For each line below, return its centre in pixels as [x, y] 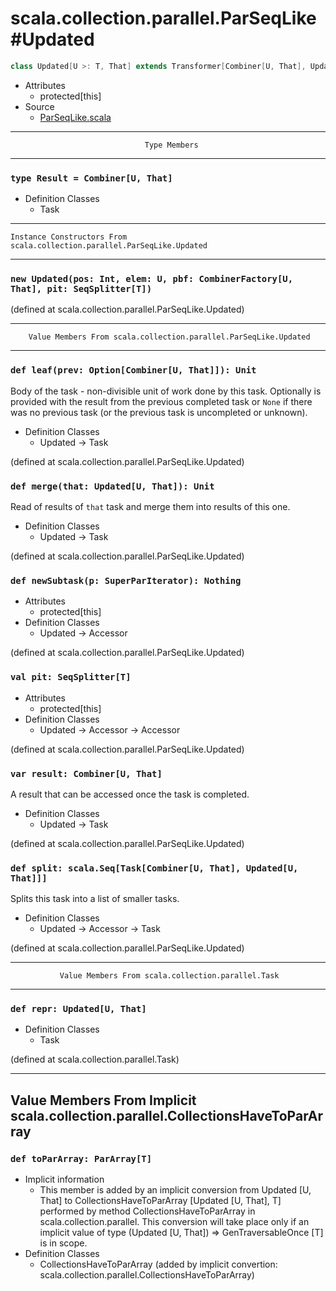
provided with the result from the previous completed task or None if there [161, 401]
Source [39, 106]
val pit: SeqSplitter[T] [71, 677]
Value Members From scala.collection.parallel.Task [169, 976]
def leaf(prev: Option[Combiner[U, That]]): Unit [133, 370]
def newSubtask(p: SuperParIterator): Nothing [126, 580]
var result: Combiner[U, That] [86, 773]
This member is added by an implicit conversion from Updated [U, [175, 1190]
